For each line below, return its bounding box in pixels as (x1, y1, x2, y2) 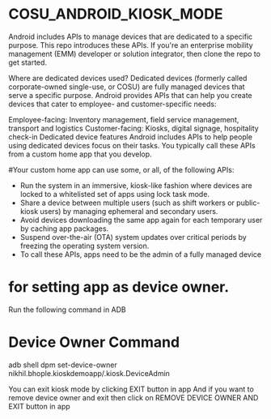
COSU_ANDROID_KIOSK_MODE (8, 5, 223, 24)
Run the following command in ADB (8, 305, 127, 314)
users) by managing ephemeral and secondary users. (40, 206, 218, 216)
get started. (8, 58, 47, 67)
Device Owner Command (8, 333, 180, 352)
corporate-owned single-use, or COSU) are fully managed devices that (8, 82, 245, 92)
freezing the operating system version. (19, 241, 150, 250)
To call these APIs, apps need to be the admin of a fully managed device (19, 249, 261, 259)
